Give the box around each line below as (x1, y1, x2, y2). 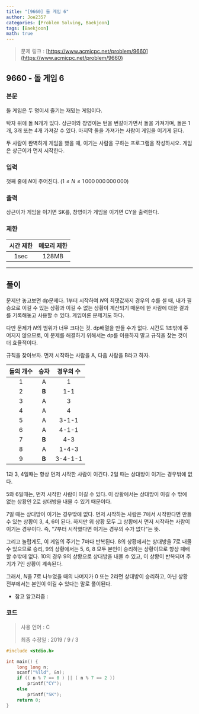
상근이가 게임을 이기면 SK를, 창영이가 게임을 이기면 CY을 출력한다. (6, 209, 159, 216)
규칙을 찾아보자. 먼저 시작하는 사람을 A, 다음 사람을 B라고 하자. (6, 351, 150, 358)
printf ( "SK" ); (27, 691, 62, 697)
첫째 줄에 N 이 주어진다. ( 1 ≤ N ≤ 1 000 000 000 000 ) (6, 178, 129, 185)
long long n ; (17, 664, 49, 670)
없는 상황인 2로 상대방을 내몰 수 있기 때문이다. (6, 498, 112, 505)
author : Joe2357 (6, 14, 46, 20)
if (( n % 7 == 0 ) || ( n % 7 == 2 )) (17, 675, 115, 681)
